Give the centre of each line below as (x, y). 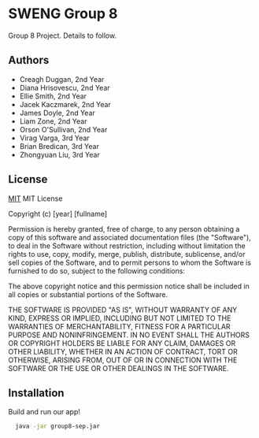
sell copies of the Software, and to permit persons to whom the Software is (130, 262)
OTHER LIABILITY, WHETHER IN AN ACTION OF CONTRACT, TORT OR (123, 351)
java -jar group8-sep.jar (58, 426)
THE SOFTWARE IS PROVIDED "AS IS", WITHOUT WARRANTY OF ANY (123, 310)
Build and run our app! (44, 412)
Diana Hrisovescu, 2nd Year (65, 87)
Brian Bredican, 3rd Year (59, 146)
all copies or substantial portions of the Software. (88, 294)
